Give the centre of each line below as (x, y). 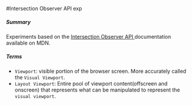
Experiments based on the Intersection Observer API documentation (89, 36)
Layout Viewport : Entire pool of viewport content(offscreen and (91, 83)
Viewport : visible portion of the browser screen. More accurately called (100, 71)
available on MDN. (28, 43)
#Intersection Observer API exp (44, 9)
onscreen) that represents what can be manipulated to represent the (97, 90)
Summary (18, 22)
